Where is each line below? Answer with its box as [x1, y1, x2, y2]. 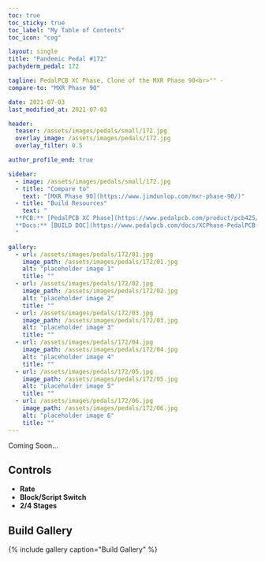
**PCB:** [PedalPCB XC [15, 214, 90, 222]
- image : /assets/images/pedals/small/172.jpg [15, 177, 171, 185]
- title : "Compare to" [15, 184, 90, 193]
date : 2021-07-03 [8, 98, 65, 106]
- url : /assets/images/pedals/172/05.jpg [15, 367, 154, 375]
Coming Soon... [8, 441, 59, 450]
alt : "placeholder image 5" [22, 382, 114, 390]
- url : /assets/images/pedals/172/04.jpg [15, 338, 154, 347]
